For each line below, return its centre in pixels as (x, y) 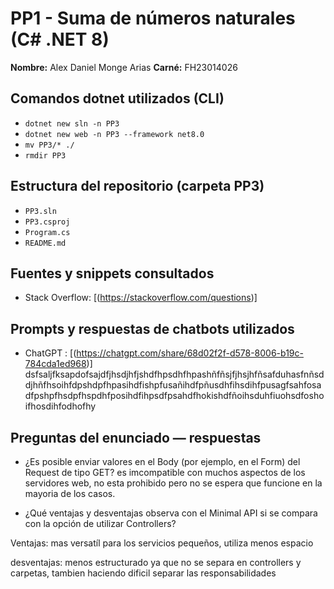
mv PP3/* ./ (49, 145)
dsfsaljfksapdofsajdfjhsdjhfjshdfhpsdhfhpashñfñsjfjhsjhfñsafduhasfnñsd (174, 374)
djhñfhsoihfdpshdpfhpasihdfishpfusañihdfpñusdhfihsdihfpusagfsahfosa (173, 385)
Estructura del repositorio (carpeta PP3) (137, 186)
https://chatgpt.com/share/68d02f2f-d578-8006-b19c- (190, 353)
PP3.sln (40, 211)
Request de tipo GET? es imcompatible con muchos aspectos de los (165, 472)
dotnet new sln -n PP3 (72, 123)
